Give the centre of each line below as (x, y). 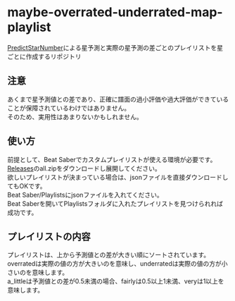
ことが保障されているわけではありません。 (69, 108)
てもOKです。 (27, 186)
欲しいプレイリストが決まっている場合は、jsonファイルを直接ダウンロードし (118, 177)
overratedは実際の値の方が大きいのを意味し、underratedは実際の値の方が (114, 264)
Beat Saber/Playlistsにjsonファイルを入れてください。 (85, 195)
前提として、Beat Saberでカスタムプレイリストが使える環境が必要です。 (112, 159)
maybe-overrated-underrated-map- (115, 12)
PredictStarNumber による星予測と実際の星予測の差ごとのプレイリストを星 (115, 47)
